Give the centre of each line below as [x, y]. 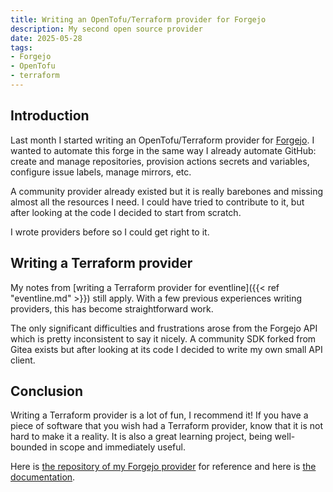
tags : [21, 47]
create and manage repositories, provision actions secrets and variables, [160, 161]
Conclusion [47, 391]
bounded [29, 447]
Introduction [50, 116]
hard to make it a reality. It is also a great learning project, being [141, 437]
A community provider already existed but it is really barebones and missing [167, 191]
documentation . [43, 477]
